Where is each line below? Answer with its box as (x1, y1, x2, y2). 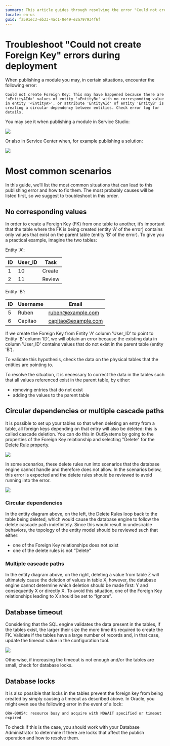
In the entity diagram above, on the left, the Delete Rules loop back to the (5, 511, 158, 517)
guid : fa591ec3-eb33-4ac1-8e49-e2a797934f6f (5, 17, 101, 22)
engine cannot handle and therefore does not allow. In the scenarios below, (5, 466, 162, 473)
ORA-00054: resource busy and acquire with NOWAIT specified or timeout (5, 711, 162, 716)
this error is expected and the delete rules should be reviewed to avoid (5, 472, 153, 478)
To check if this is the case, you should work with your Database (5, 724, 140, 730)
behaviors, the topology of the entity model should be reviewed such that (5, 527, 158, 533)
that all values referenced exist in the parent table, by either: (5, 377, 131, 383)
